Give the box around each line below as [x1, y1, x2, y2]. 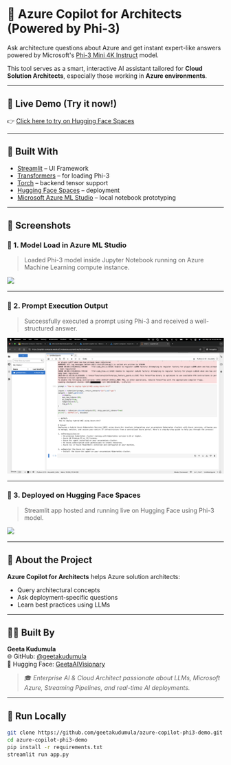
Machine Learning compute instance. [23, 263, 130, 271]
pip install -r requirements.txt [7, 744, 103, 751]
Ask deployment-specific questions [16, 593, 118, 601]
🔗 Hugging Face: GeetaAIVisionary [7, 660, 105, 669]
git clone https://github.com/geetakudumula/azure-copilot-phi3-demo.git [7, 729, 223, 736]
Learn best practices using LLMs [16, 600, 111, 609]
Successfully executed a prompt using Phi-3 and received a [23, 317, 194, 325]
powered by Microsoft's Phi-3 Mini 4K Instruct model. [7, 51, 159, 59]
